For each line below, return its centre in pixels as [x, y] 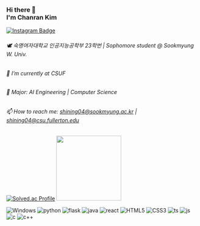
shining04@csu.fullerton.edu [43, 120]
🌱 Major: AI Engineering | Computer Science [62, 92]
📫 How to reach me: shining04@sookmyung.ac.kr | [72, 111]
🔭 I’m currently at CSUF [36, 73]
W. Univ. [17, 54]
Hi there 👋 [21, 10]
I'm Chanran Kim [32, 17]
